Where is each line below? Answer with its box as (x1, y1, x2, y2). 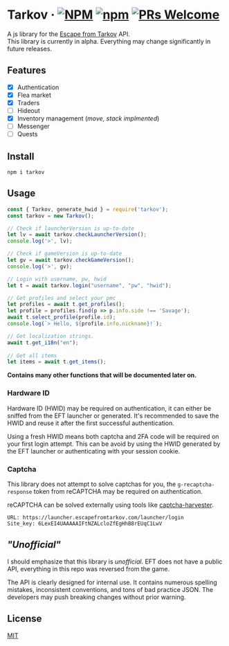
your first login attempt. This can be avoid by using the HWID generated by (7, 440, 221, 448)
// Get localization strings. (7, 332, 95, 339)
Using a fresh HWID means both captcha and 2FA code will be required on (7, 432, 219, 440)
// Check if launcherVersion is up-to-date (7, 225, 135, 232)
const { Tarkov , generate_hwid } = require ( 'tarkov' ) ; (7, 206, 169, 213)
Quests (17, 130, 38, 138)
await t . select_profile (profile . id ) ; (7, 314, 116, 321)
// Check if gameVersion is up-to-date (7, 250, 122, 258)
